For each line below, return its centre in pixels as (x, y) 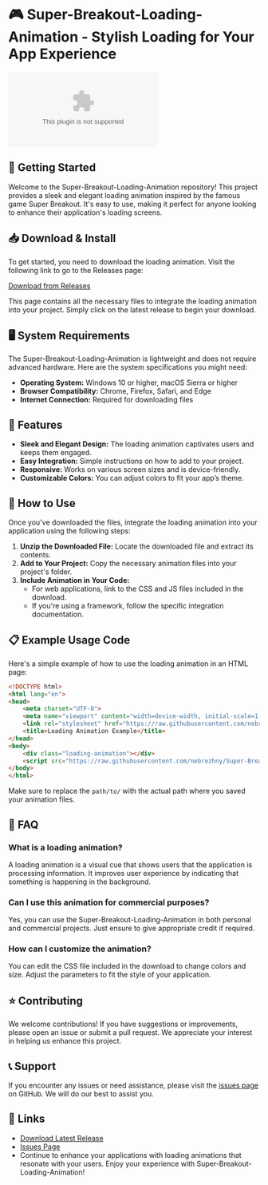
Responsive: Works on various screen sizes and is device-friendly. (130, 470)
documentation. (57, 614)
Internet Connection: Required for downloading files (106, 400)
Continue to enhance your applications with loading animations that (130, 1155)
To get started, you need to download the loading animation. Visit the (122, 262)
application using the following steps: (69, 531)
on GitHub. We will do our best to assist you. (81, 1094)
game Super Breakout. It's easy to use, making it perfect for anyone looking (132, 204)
